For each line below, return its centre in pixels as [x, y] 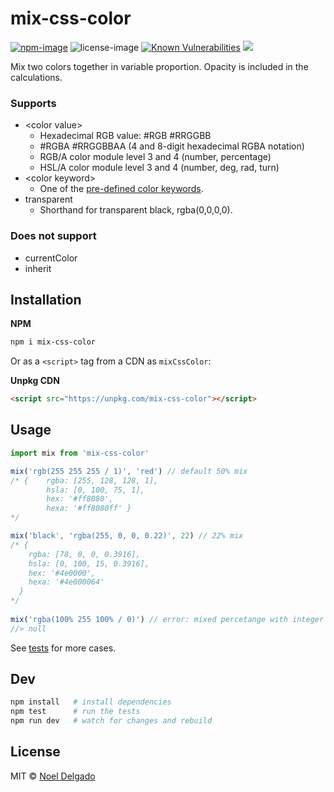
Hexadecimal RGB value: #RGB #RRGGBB [125, 136]
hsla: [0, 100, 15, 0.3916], [89, 563]
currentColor [51, 258]
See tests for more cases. [63, 648]
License [35, 752]
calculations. [36, 77]
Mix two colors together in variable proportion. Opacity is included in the [159, 66]
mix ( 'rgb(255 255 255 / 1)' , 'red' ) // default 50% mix [129, 471]
